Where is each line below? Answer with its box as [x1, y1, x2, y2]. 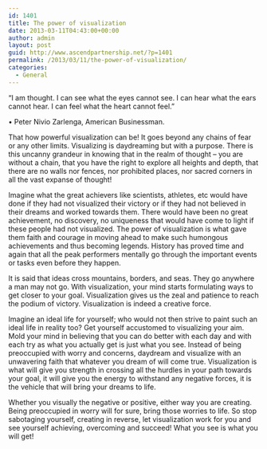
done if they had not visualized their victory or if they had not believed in [8, 199, 246, 208]
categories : [8, 64, 48, 72]
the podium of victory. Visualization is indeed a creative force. [8, 298, 212, 308]
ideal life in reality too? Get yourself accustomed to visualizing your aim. [8, 322, 245, 332]
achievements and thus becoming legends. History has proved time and [8, 241, 245, 250]
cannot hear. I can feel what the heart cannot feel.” [8, 101, 175, 111]
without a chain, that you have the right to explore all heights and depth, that [8, 157, 259, 167]
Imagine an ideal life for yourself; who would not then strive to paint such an [8, 314, 257, 324]
